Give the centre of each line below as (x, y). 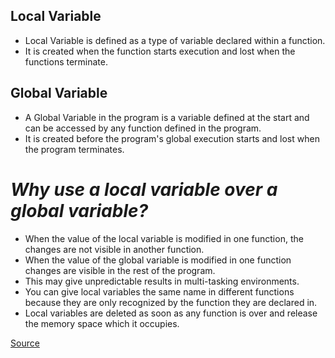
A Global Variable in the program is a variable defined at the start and (167, 117)
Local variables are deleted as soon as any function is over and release (171, 313)
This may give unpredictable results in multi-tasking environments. (162, 281)
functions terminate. (66, 61)
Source (25, 343)
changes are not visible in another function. (114, 249)
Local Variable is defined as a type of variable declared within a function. (175, 40)
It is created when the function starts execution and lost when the (160, 51)
